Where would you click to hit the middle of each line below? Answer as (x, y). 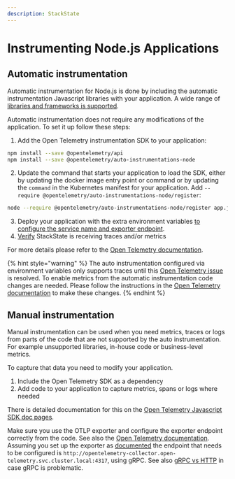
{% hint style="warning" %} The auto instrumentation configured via (106, 264)
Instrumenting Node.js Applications (113, 48)
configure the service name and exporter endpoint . (91, 229)
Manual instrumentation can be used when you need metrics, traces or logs (116, 332)
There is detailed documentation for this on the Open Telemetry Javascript (115, 410)
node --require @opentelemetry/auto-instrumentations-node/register (109, 208)
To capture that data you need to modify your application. (90, 368)
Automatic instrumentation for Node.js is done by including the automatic (113, 91)
